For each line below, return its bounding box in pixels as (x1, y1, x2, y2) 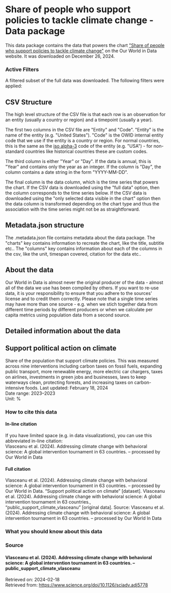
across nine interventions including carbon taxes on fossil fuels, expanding (5, 363, 162, 369)
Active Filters (5, 65, 39, 73)
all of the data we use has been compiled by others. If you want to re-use (5, 285, 159, 291)
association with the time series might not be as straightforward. (5, 206, 140, 213)
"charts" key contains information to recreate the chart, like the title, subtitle (5, 240, 164, 246)
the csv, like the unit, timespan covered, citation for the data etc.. (5, 250, 141, 257)
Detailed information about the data (5, 327, 121, 335)
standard (5, 148, 24, 154)
